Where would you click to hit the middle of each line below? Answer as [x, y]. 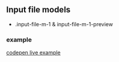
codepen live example [34, 52]
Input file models [38, 10]
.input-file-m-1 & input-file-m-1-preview [64, 24]
